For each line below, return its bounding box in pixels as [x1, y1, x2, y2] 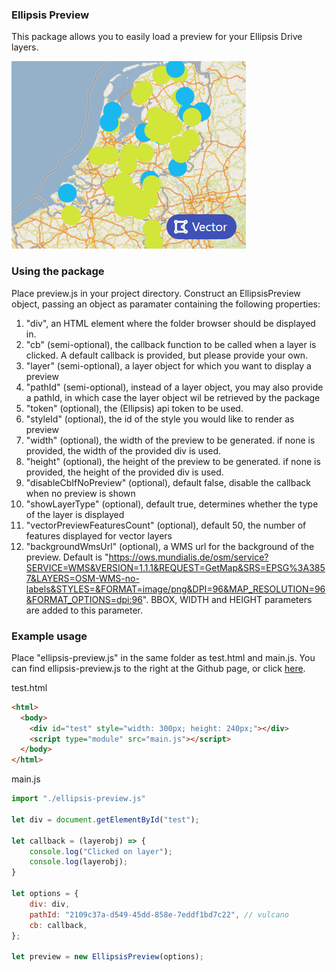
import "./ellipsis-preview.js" [11, 794, 146, 804]
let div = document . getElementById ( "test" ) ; [11, 814, 200, 825]
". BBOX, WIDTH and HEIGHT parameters [142, 593, 313, 605]
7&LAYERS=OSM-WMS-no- [25, 572, 140, 584]
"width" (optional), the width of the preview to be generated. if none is [25, 434, 316, 446]
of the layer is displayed [25, 508, 125, 520]
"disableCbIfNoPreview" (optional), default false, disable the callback [25, 476, 311, 488]
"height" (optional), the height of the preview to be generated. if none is [25, 455, 321, 467]
